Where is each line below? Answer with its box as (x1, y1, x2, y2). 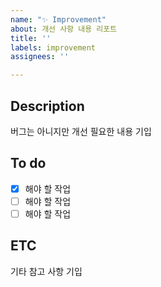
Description (10, 97, 85, 115)
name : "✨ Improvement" (10, 14, 107, 25)
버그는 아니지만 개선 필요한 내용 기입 (10, 125, 152, 137)
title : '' (10, 33, 52, 43)
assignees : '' (10, 52, 70, 62)
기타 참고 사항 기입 (10, 265, 83, 277)
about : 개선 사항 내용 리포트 (10, 24, 118, 34)
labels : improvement (10, 42, 97, 53)
